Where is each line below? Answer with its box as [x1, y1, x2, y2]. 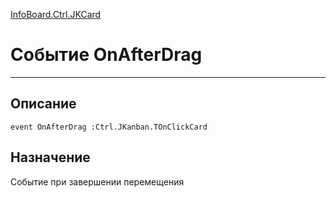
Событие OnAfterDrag [10, 44, 203, 66]
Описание [10, 95, 77, 113]
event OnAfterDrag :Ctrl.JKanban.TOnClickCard [10, 122, 208, 132]
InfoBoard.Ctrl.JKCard [10, 9, 102, 20]
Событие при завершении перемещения [10, 175, 185, 188]
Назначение [10, 149, 91, 166]
